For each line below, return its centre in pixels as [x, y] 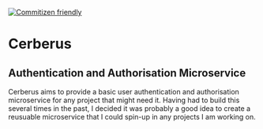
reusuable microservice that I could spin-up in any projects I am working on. [132, 117]
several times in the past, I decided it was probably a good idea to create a [130, 109]
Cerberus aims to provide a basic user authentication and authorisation [124, 92]
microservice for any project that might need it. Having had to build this [124, 100]
